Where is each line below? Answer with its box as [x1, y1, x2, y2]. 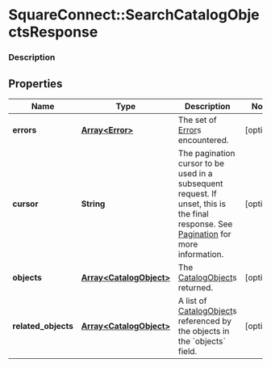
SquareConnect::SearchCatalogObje [8, 6, 260, 24]
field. [177, 345, 198, 356]
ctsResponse [8, 23, 98, 41]
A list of [177, 295, 207, 306]
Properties [8, 77, 63, 91]
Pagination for [177, 228, 231, 239]
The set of [177, 114, 217, 125]
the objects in [177, 325, 230, 336]
